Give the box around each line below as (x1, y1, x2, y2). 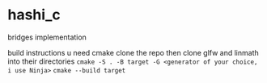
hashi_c (7, 6, 61, 24)
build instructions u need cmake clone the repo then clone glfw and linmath (7, 48, 260, 57)
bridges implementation (7, 32, 87, 42)
